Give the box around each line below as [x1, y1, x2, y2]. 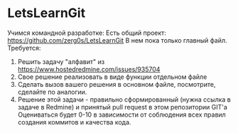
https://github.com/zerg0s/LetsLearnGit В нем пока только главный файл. [7, 36, 227, 44]
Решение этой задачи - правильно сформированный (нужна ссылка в [17, 95, 231, 104]
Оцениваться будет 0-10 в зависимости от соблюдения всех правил [17, 110, 226, 119]
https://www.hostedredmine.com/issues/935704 [17, 65, 161, 73]
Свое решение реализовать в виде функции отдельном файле [17, 73, 207, 81]
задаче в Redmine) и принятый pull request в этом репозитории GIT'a [17, 102, 227, 111]
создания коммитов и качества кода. [17, 117, 131, 126]
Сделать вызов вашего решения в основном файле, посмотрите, [17, 80, 216, 88]
